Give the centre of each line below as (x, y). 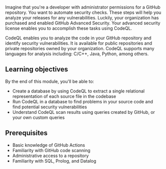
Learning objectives (37, 69)
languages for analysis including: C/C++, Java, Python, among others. (77, 54)
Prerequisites (26, 133)
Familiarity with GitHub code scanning (51, 150)
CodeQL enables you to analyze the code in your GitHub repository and (78, 38)
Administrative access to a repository (50, 156)
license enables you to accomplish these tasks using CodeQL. (69, 28)
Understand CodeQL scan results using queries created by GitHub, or (83, 112)
